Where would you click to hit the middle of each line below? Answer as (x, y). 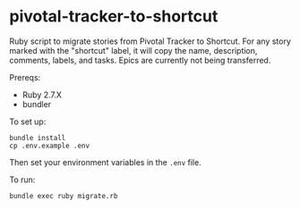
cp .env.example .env (50, 146)
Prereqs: (25, 77)
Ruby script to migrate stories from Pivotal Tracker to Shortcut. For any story (150, 41)
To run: (22, 180)
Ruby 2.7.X (42, 95)
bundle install (38, 138)
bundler (37, 104)
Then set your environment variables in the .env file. (105, 162)
